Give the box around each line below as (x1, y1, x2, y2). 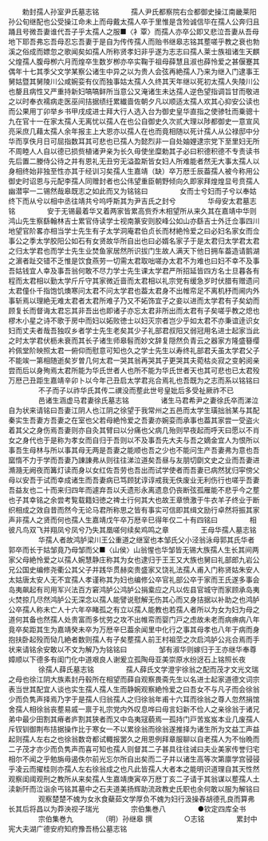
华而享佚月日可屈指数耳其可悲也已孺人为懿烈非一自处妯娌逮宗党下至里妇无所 (8, 136, 260, 146)
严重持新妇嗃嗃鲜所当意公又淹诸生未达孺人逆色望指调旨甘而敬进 (49, 87, 260, 96)
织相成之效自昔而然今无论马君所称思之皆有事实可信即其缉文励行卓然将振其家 (8, 505, 260, 514)
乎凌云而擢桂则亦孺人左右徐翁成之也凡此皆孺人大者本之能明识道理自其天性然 (8, 764, 260, 773)
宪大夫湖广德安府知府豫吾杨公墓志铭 (8, 824, 128, 833)
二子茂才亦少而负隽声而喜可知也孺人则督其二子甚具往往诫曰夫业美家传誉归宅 (8, 745, 260, 753)
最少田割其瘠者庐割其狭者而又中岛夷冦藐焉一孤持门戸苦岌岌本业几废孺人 (22, 714, 260, 724)
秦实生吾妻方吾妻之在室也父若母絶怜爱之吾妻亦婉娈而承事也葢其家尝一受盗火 (8, 415, 260, 425)
